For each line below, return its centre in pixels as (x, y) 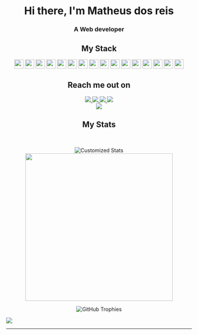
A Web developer (99, 29)
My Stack (99, 48)
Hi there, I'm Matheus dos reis (99, 11)
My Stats (99, 125)
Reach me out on (99, 85)
